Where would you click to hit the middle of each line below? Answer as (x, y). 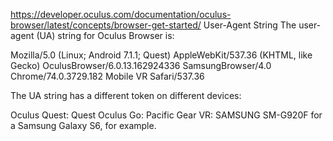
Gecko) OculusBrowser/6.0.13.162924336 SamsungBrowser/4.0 (141, 65)
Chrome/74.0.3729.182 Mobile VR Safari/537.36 (107, 76)
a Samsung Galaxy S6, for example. (83, 125)
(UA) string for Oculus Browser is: (105, 35)
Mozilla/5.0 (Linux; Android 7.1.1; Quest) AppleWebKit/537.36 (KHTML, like (161, 55)
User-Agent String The (250, 25)
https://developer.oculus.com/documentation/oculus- (121, 14)
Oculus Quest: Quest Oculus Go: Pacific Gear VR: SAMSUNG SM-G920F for (166, 115)
